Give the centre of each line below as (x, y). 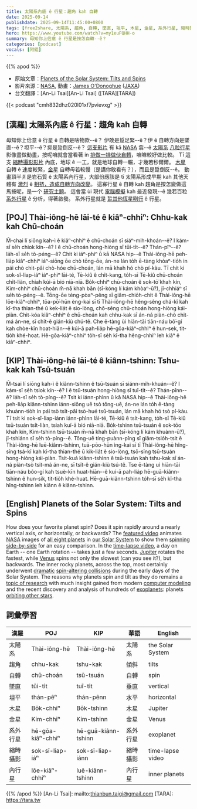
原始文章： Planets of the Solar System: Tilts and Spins (80, 78)
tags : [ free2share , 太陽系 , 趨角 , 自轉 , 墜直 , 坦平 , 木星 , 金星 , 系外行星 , (92, 28)
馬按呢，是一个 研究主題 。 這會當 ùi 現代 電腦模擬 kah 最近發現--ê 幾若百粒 (97, 191)
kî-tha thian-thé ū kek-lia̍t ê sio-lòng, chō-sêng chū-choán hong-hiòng (91, 308)
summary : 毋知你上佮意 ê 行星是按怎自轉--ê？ (56, 39)
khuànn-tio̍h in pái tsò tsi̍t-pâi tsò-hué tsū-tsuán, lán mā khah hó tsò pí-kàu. (97, 412)
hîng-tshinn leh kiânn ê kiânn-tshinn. (50, 485)
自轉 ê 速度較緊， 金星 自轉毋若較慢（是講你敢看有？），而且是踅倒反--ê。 (95, 169)
